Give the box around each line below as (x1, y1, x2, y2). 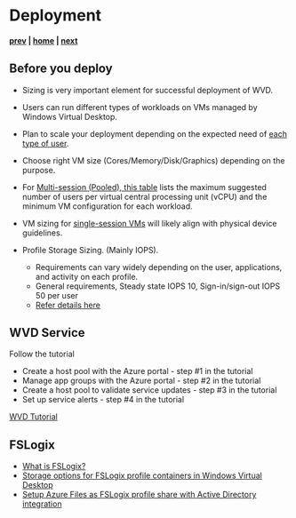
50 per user (35, 290, 78, 300)
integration (21, 498, 62, 509)
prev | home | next (9, 35, 78, 45)
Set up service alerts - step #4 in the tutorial (21, 394, 185, 405)
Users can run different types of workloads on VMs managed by (21, 101, 258, 112)
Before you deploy (9, 61, 113, 76)
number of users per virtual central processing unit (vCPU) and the (21, 191, 268, 202)
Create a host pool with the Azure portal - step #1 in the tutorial (21, 366, 253, 377)
